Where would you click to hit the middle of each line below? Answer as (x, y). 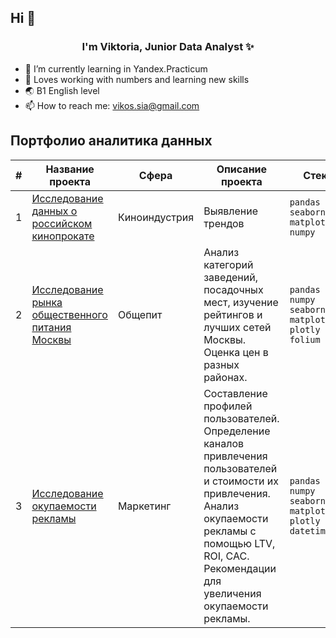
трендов (224, 223)
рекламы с (230, 531)
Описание (242, 169)
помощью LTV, (239, 543)
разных (221, 364)
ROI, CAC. (226, 556)
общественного (69, 314)
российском (62, 223)
